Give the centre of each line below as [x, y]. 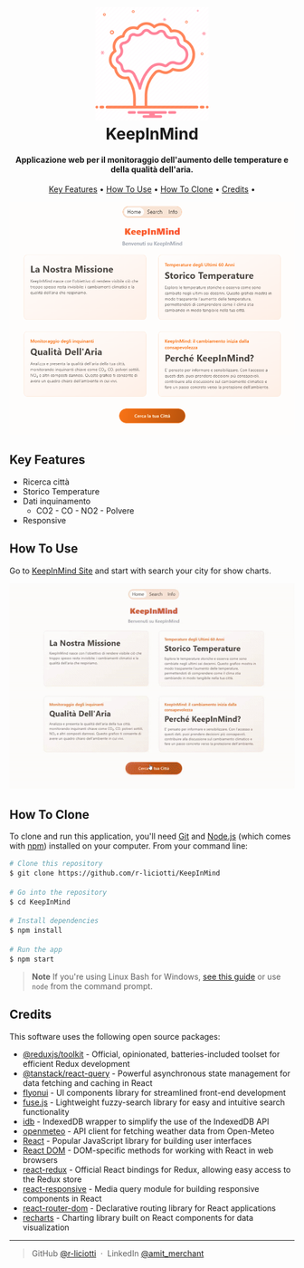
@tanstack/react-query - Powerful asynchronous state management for [157, 1073]
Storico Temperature [61, 491]
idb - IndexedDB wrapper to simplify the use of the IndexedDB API [146, 1121]
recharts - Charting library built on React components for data [138, 1217]
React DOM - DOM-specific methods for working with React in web [148, 1150]
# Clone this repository [56, 864]
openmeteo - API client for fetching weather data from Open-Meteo [148, 1131]
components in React [62, 1198]
